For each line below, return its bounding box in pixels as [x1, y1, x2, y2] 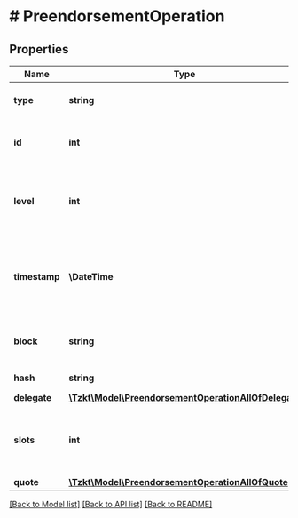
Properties [9, 42, 69, 57]
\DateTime [68, 271, 114, 283]
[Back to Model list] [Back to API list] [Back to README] [9, 499, 213, 509]
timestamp [13, 271, 60, 283]
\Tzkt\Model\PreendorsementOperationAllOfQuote [68, 476, 288, 488]
